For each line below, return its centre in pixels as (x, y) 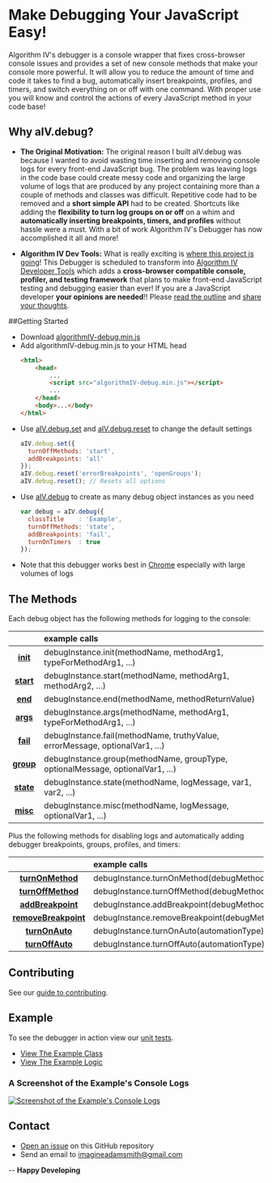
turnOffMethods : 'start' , (71, 451)
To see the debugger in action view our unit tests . (91, 1038)
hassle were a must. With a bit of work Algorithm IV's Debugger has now (141, 229)
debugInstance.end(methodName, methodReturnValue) (149, 699)
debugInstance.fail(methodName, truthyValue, (132, 736)
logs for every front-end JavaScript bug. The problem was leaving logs (138, 169)
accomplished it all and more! (69, 238)
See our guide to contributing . (58, 992)
